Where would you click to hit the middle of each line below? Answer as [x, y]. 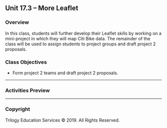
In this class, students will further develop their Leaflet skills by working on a [83, 33]
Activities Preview [28, 90]
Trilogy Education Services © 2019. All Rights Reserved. [63, 120]
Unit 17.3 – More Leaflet [42, 8]
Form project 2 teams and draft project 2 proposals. [65, 73]
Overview [17, 22]
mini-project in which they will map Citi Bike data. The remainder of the [78, 38]
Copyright [18, 109]
